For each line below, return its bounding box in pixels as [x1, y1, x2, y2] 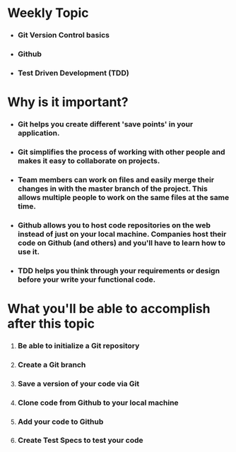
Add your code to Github [17, 417, 104, 427]
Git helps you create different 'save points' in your [17, 119, 194, 129]
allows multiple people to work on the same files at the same [17, 192, 230, 202]
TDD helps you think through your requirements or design [17, 266, 220, 275]
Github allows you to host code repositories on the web [17, 220, 211, 230]
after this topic [7, 316, 95, 331]
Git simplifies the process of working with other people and [17, 147, 225, 157]
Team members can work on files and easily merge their [17, 174, 214, 184]
